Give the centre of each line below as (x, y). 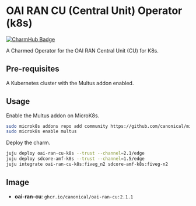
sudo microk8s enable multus (41, 132)
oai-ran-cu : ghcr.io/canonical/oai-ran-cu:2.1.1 (74, 196)
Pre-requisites (33, 69)
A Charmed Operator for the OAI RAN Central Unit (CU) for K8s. (83, 50)
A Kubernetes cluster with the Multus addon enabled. (70, 83)
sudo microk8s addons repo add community (57, 126)
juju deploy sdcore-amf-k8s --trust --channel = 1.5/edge (75, 159)
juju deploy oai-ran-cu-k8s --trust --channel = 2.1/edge (75, 153)
